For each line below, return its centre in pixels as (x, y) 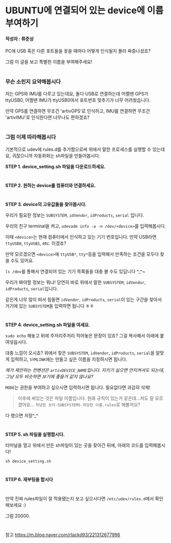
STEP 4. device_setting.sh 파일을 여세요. (48, 325)
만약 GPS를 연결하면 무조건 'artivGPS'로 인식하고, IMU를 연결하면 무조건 (78, 111)
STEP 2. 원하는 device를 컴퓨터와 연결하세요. (51, 185)
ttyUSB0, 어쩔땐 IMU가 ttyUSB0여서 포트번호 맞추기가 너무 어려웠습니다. (78, 100)
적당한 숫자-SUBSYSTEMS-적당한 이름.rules (76, 405)
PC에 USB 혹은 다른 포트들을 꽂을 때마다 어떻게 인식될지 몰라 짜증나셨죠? (78, 51)
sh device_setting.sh (28, 461)
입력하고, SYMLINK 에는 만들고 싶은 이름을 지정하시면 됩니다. (69, 359)
